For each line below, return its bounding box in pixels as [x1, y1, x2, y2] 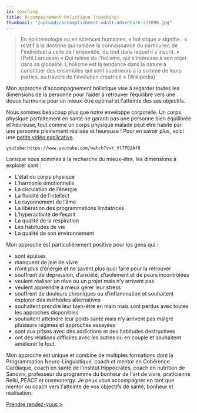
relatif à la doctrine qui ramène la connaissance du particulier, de [20, 42, 178, 49]
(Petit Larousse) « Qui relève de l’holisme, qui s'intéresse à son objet [20, 54, 187, 62]
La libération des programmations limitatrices [14, 205, 125, 212]
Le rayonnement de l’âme [14, 198, 76, 205]
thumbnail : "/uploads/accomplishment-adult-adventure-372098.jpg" [6, 19, 172, 25]
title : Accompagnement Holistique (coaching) [6, 14, 119, 20]
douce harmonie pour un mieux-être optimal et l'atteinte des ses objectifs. [6, 97, 186, 104]
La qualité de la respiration [14, 217, 79, 224]
